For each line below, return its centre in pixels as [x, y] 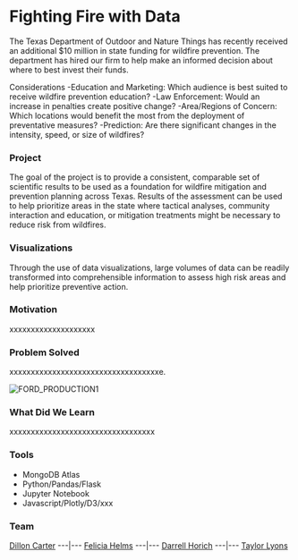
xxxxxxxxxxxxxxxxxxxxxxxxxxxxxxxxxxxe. [88, 372]
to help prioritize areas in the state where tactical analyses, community [140, 206]
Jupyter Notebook [55, 493]
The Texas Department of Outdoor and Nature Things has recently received [149, 41]
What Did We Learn [52, 412]
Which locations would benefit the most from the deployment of [127, 115]
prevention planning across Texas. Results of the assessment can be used [146, 196]
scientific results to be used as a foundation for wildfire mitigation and [138, 187]
